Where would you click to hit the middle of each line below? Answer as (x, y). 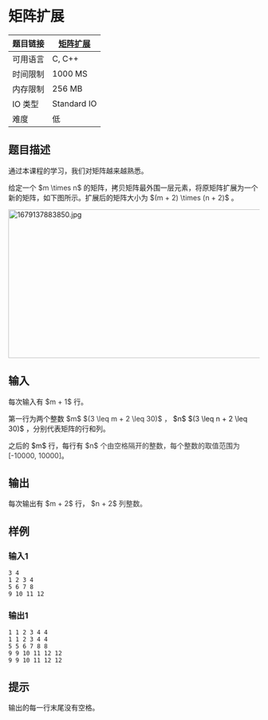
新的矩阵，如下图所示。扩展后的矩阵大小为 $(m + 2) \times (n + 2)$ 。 (123, 197)
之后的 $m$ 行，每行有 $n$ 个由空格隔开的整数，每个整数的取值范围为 (124, 445)
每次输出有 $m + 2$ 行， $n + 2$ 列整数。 (78, 504)
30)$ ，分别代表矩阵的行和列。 (59, 429)
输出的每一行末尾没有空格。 (54, 708)
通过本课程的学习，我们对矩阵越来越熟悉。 (78, 170)
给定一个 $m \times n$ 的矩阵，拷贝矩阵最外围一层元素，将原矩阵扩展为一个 (133, 188)
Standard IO (75, 103)
